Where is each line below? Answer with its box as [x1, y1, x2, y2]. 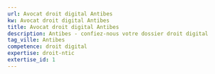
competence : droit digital [7, 43, 88, 50]
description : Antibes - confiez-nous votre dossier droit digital [7, 30, 209, 37]
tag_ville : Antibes [7, 37, 65, 44]
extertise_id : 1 [7, 56, 56, 63]
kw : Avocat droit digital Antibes [7, 17, 110, 24]
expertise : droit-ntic [7, 50, 75, 57]
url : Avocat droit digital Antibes [7, 10, 113, 18]
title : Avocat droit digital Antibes [7, 23, 120, 30]
